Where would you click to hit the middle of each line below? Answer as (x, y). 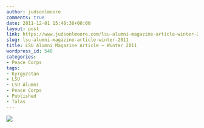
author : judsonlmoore (34, 12)
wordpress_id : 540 (29, 51)
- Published (21, 96)
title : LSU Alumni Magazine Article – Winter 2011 (72, 46)
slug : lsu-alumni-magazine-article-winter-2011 (68, 40)
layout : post (23, 29)
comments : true (25, 18)
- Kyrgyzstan (23, 74)
